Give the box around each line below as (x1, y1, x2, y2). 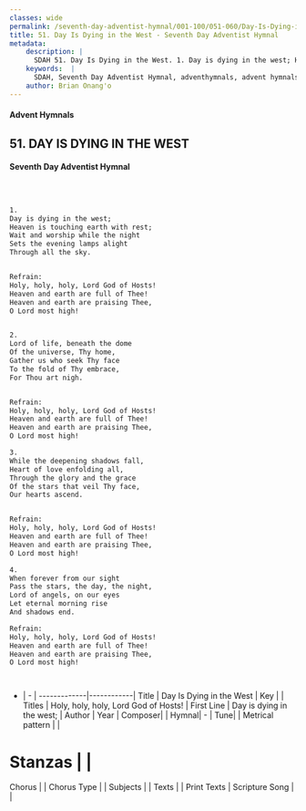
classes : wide (9, 13, 64, 23)
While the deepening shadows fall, (9, 456, 145, 465)
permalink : (9, 22, 51, 31)
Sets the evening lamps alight (9, 239, 128, 249)
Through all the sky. (9, 248, 92, 257)
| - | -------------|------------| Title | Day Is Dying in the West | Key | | (22, 691, 284, 702)
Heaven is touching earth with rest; (9, 223, 153, 232)
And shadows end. (9, 608, 76, 617)
